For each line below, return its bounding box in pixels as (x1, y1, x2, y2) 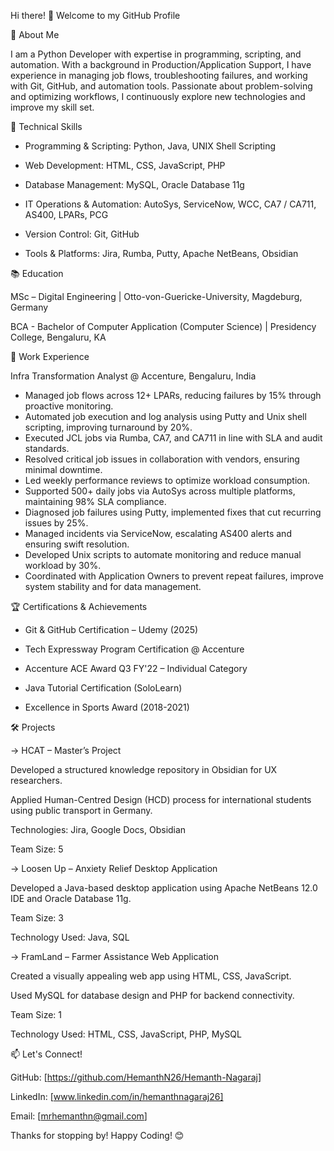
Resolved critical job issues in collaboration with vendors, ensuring (24, 453, 300, 465)
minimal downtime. (24, 464, 103, 475)
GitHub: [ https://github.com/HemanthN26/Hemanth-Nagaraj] (10, 1071, 262, 1083)
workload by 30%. (24, 560, 102, 571)
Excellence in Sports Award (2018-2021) (24, 701, 190, 713)
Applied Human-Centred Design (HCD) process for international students (10, 794, 312, 805)
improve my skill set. (10, 101, 95, 113)
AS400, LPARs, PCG (24, 209, 109, 220)
